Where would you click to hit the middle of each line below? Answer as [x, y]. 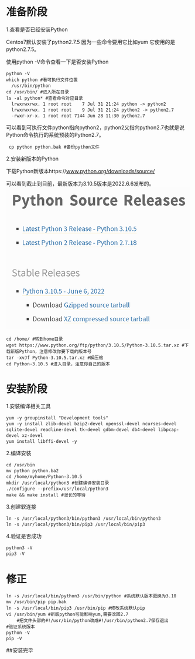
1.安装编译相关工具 [28, 406]
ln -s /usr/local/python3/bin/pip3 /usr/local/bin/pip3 [76, 524]
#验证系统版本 [20, 627]
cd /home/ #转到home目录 [35, 339]
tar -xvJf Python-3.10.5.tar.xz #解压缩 [55, 358]
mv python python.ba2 [32, 471]
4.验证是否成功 [24, 536]
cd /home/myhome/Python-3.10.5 [44, 477]
